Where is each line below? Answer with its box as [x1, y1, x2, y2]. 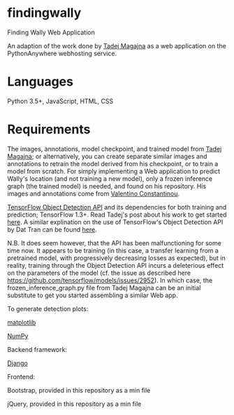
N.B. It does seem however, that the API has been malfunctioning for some [7, 238, 221, 247]
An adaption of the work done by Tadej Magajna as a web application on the [7, 41, 227, 50]
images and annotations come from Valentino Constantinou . [7, 189, 180, 198]
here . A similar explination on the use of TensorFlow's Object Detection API [7, 217, 224, 226]
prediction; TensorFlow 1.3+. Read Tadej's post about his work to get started [7, 210, 227, 219]
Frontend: [7, 372, 36, 381]
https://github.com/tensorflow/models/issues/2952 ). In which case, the [7, 275, 213, 285]
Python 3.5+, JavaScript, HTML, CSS [7, 97, 114, 105]
